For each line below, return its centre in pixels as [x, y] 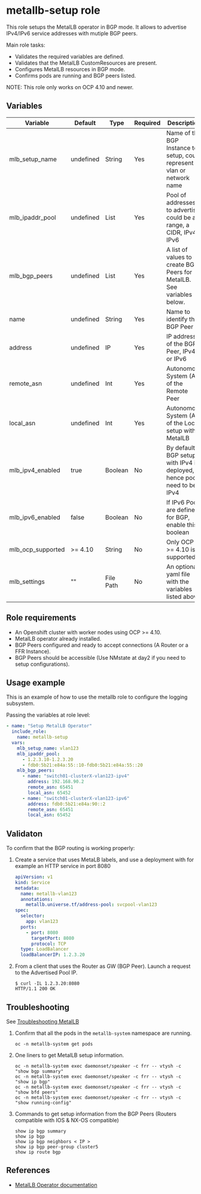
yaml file [178, 574]
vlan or [176, 170]
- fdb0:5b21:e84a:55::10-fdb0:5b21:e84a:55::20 [83, 765]
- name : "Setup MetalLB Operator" [49, 726]
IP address [181, 336]
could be [179, 217]
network [178, 178]
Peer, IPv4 [181, 351]
